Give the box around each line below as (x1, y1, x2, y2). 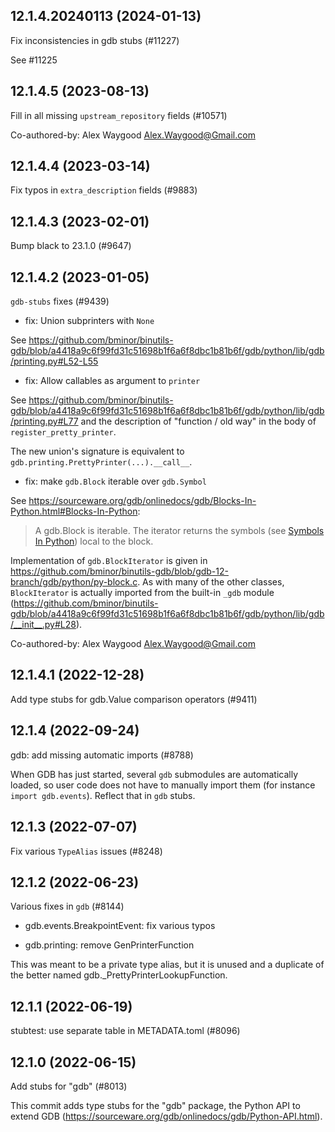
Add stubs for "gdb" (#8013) (10, 1080, 128, 1092)
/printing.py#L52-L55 (10, 355, 99, 368)
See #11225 (10, 54, 58, 66)
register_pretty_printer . (10, 426, 117, 438)
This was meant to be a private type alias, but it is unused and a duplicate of (10, 959, 325, 971)
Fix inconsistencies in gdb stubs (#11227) (10, 34, 180, 46)
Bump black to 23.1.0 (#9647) (10, 240, 132, 252)
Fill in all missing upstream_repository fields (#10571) (10, 109, 228, 121)
